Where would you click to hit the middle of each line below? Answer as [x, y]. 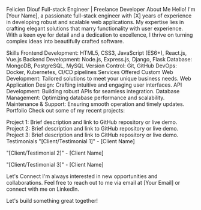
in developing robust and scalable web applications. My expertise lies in [95, 22]
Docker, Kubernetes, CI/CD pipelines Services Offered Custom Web [90, 72]
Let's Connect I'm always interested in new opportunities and [82, 176]
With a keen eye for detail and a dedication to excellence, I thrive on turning [100, 35]
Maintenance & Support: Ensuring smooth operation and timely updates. [95, 104]
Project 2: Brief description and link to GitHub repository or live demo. [92, 128]
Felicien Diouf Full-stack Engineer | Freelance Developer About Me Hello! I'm [101, 9]
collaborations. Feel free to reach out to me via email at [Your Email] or [93, 183]
